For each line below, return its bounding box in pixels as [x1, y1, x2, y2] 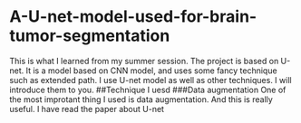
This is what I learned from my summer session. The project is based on [9, 55, 279, 66]
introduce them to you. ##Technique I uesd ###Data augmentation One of [9, 84, 286, 95]
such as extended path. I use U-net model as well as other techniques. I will [9, 74, 292, 85]
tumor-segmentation [9, 25, 170, 46]
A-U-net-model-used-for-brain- [9, 6, 257, 27]
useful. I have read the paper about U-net [9, 103, 165, 114]
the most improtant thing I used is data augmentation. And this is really [9, 93, 274, 105]
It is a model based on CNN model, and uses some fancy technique [25, 65, 278, 76]
